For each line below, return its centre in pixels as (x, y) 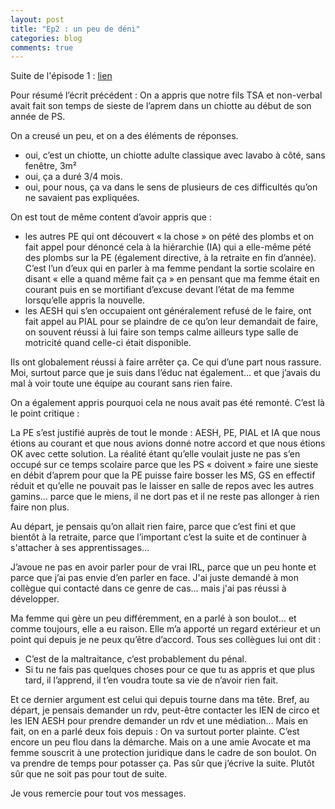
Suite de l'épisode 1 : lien (61, 76)
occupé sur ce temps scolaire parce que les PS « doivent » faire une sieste (164, 465)
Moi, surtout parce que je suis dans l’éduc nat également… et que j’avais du (165, 373)
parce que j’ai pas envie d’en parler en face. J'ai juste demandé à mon (154, 578)
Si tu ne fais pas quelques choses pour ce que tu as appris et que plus (169, 670)
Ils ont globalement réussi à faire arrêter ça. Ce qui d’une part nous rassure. (166, 362)
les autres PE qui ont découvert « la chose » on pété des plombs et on (169, 237)
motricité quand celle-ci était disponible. (108, 343)
